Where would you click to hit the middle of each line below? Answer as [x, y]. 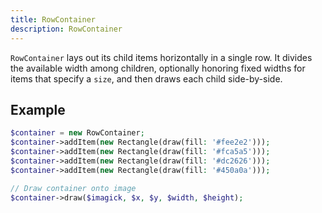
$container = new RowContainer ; [77, 133]
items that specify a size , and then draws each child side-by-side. [146, 78]
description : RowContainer [66, 29]
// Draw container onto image [73, 188]
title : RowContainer [53, 19]
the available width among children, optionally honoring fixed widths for [158, 68]
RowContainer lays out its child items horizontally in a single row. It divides [161, 57]
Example [38, 109]
